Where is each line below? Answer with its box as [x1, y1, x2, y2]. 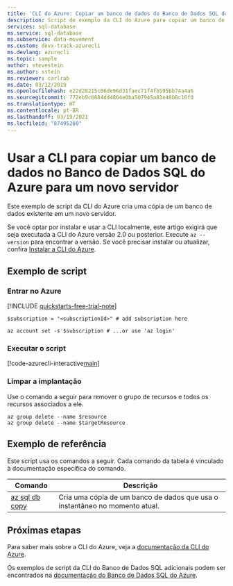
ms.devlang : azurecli [7, 49, 70, 56]
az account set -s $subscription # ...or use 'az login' [7, 328, 175, 335]
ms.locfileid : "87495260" [7, 119, 82, 127]
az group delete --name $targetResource [7, 419, 126, 426]
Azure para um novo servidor [7, 179, 179, 195]
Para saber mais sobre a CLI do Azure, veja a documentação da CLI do [7, 543, 209, 551]
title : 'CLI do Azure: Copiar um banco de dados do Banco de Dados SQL [7, 10, 218, 17]
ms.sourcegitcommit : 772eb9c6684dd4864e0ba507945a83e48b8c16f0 [7, 94, 194, 101]
